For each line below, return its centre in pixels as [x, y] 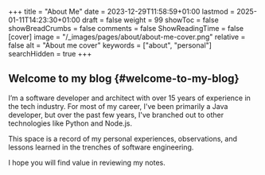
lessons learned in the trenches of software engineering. [101, 147]
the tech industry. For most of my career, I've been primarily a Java [118, 106]
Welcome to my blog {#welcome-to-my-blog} [124, 79]
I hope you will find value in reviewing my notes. [87, 162]
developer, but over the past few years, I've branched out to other [116, 115]
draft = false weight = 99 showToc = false [150, 20]
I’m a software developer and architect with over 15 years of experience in [129, 98]
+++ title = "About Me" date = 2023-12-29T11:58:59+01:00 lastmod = [121, 12]
